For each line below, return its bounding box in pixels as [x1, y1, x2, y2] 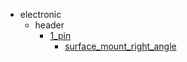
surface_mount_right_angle [64, 40, 177, 52]
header [34, 19, 65, 31]
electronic [19, 9, 62, 20]
